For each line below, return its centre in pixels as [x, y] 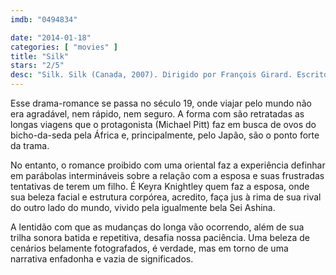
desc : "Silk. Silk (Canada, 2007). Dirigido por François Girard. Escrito [169, 75]
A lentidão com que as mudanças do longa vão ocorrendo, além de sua [157, 227]
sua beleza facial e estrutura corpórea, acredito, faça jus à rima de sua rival [166, 197]
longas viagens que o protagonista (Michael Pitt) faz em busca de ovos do [163, 124]
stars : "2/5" [37, 66]
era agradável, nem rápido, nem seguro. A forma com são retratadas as [157, 114]
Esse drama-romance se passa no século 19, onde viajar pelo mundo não [161, 103]
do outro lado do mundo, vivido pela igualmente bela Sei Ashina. [143, 207]
